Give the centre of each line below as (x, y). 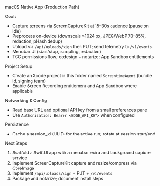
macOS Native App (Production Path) (42, 7)
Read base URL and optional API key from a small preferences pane (80, 110)
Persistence (17, 124)
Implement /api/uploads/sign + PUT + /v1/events (62, 173)
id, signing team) (29, 81)
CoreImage (23, 168)
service (20, 158)
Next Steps (16, 143)
